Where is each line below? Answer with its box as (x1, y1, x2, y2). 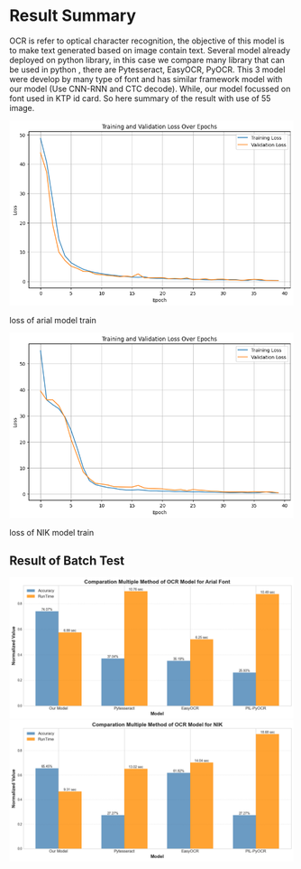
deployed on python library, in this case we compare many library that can (9, 54, 286, 65)
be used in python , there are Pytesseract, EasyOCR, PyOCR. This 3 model (9, 64, 286, 75)
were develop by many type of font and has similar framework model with (9, 73, 283, 84)
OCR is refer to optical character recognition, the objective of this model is (9, 35, 286, 46)
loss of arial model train (9, 314, 96, 325)
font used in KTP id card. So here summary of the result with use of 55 (9, 92, 271, 104)
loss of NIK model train (9, 527, 95, 537)
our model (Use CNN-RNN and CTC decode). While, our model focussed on (9, 83, 291, 94)
